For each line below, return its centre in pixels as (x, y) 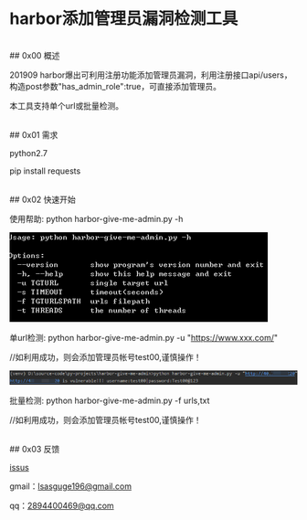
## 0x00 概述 (35, 55)
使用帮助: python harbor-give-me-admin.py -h (96, 218)
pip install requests (45, 171)
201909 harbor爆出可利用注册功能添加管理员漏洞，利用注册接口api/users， (151, 75)
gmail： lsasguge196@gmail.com (71, 486)
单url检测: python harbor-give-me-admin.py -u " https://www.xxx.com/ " (144, 337)
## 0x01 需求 (34, 134)
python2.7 (29, 153)
